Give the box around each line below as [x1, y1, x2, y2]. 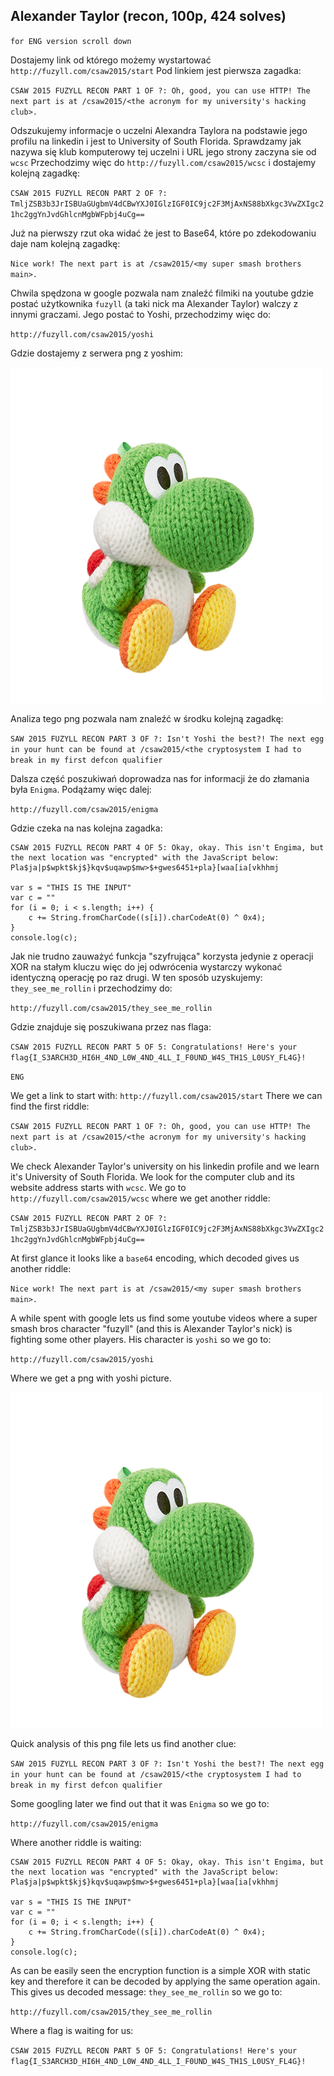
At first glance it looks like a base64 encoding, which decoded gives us [10, 1252, 300, 1264]
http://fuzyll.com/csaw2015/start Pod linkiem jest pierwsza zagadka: [10, 64, 302, 76]
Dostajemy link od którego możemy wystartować [10, 54, 212, 66]
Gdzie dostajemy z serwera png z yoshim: [10, 347, 183, 359]
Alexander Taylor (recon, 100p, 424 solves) [10, 8, 287, 25]
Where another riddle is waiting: [10, 1836, 142, 1848]
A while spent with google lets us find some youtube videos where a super [10, 1312, 318, 1324]
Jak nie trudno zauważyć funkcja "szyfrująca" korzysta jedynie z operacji [10, 950, 314, 962]
